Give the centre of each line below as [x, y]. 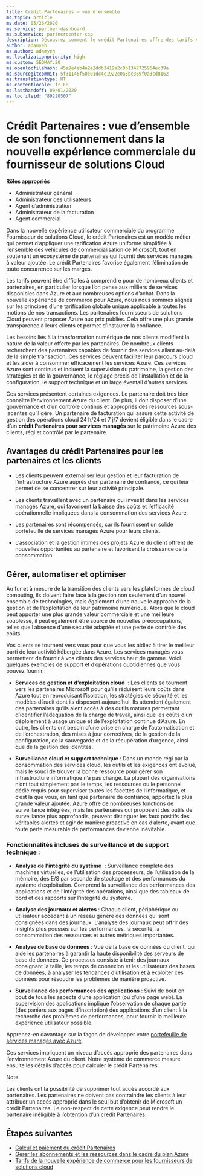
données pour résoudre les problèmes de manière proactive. [90, 978]
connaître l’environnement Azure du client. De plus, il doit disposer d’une [97, 400]
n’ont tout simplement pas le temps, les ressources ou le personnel [98, 784]
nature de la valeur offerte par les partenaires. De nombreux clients [90, 343]
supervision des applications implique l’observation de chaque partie [101, 1003]
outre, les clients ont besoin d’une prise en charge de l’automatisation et [105, 728]
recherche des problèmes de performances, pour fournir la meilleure [100, 1016]
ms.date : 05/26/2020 [32, 23]
